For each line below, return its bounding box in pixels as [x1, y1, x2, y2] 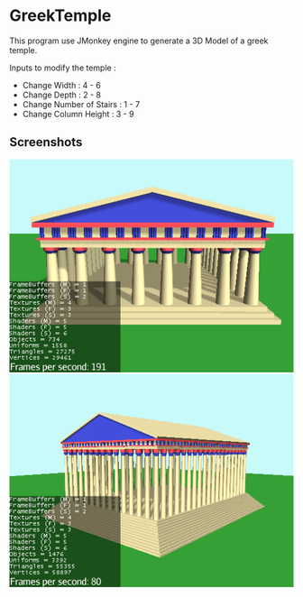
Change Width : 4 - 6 [22, 79, 101, 90]
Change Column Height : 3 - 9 [22, 108, 134, 119]
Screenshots [9, 134, 83, 150]
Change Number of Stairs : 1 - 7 [22, 98, 141, 109]
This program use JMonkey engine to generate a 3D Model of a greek [9, 35, 269, 46]
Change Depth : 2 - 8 [22, 89, 102, 100]
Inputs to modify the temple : [9, 62, 116, 73]
